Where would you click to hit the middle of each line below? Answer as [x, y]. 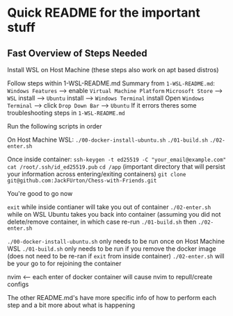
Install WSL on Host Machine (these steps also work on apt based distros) [113, 70]
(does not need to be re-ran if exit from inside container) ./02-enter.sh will [116, 256]
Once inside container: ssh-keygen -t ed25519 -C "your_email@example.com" [117, 159]
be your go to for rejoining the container [64, 263]
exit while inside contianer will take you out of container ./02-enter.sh [109, 207]
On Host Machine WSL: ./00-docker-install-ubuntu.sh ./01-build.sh [108, 140]
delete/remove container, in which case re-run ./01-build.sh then [102, 222]
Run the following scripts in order [55, 126]
